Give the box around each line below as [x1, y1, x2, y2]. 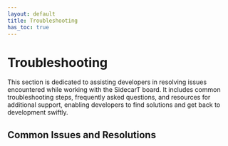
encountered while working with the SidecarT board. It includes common [7, 85, 221, 94]
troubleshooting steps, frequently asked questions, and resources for [7, 93, 211, 102]
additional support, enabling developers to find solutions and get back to [7, 100, 221, 109]
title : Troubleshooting [7, 17, 78, 24]
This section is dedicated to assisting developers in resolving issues [7, 78, 207, 86]
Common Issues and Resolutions [7, 129, 157, 141]
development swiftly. [7, 108, 69, 117]
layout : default [7, 10, 56, 18]
